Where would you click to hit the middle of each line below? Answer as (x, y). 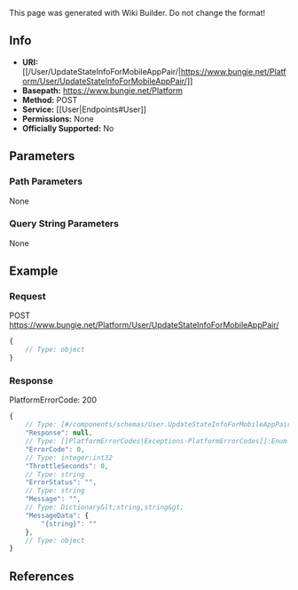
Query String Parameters (64, 224)
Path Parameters (46, 181)
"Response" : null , (59, 433)
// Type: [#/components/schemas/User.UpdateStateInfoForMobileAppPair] (160, 425)
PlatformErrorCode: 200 (53, 400)
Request (27, 297)
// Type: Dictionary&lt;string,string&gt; (105, 507)
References (42, 576)
